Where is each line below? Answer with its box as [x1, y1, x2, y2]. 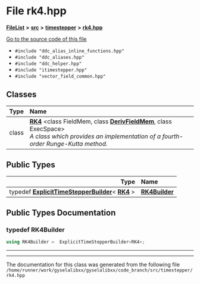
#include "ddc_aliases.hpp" [14, 54, 85, 60]
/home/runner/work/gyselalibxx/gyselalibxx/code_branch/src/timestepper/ [6, 267, 193, 273]
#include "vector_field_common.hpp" [14, 73, 106, 79]
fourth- [162, 132, 183, 141]
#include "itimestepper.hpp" [14, 67, 87, 73]
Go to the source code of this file [6, 35, 87, 42]
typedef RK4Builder [6, 225, 65, 233]
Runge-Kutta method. [46, 139, 108, 148]
